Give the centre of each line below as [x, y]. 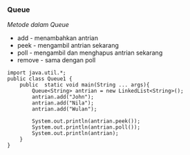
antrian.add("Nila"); [63, 103]
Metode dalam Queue [38, 25]
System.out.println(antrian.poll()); [86, 127]
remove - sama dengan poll [56, 60]
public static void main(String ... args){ [85, 85]
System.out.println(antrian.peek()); [86, 121]
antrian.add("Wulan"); [65, 109]
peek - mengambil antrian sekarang [68, 46]
